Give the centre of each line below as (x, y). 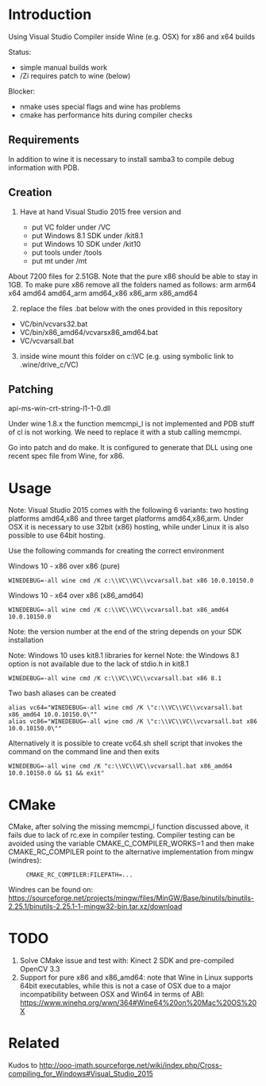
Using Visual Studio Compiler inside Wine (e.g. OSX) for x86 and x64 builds (132, 37)
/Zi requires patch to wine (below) (75, 75)
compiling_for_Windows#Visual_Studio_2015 (81, 1074)
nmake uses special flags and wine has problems (100, 106)
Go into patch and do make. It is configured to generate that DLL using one (131, 448)
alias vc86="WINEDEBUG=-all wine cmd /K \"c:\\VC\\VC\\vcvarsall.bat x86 (133, 722)
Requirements (44, 140)
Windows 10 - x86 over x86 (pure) (64, 566)
